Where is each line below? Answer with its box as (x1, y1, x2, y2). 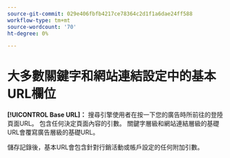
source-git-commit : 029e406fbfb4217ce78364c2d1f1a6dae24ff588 (7, 10, 193, 18)
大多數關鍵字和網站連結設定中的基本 (7, 68, 217, 84)
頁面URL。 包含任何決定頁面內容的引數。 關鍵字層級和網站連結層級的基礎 (7, 119, 219, 128)
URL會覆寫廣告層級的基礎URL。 (7, 128, 100, 137)
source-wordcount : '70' (7, 23, 77, 30)
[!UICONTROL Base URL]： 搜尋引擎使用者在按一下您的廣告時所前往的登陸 (7, 110, 224, 119)
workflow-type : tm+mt (7, 17, 71, 24)
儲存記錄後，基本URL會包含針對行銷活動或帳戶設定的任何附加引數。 (7, 143, 204, 152)
